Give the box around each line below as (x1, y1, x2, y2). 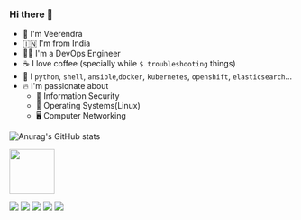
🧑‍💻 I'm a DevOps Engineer (22, 48, 122, 59)
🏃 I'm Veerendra (22, 29, 83, 40)
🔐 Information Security (35, 91, 120, 101)
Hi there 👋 (9, 8, 54, 21)
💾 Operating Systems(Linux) (35, 101, 141, 111)
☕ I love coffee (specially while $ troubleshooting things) (22, 58, 236, 69)
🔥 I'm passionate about (22, 81, 109, 92)
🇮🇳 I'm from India (22, 38, 91, 48)
